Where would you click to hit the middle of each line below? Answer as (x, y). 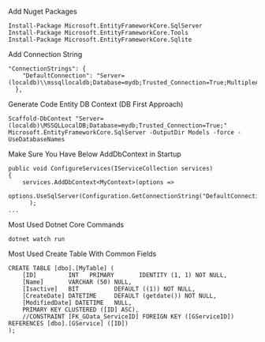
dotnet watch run (37, 239)
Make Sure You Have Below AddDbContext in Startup (95, 154)
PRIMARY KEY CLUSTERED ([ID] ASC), (81, 310)
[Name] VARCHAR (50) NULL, (77, 282)
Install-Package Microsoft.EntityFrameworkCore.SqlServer (105, 26)
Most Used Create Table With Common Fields (82, 254)
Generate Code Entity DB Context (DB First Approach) (96, 104)
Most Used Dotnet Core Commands (66, 225)
